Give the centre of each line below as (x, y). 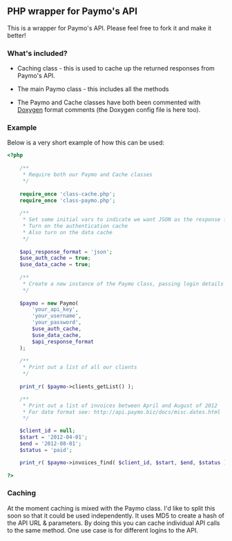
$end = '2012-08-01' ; (50, 444)
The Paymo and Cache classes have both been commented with (109, 102)
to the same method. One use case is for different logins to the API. (103, 530)
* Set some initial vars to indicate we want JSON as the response (122, 220)
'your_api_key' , (55, 310)
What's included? (37, 53)
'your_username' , (57, 316)
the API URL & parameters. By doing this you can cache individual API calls (114, 523)
